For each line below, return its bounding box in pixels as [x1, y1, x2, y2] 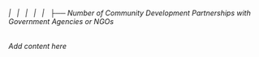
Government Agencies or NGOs [8, 16, 114, 26]
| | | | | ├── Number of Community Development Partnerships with [8, 8, 252, 18]
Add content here [8, 42, 67, 51]
